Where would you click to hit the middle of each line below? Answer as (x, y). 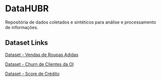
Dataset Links (27, 43)
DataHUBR (27, 9)
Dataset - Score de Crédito (32, 74)
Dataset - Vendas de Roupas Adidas (42, 54)
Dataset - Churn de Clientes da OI (39, 64)
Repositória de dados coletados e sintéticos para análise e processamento (81, 22)
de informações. (22, 27)
